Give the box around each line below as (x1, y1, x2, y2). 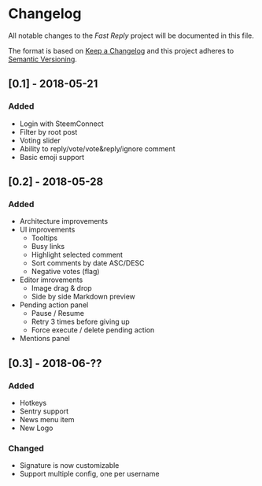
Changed (8, 443, 45, 454)
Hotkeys (19, 399, 47, 407)
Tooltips (31, 233, 57, 243)
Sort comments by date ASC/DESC (31, 258, 145, 268)
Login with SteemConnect (19, 119, 104, 128)
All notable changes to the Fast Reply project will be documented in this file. (8, 31, 254, 40)
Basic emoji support (19, 152, 85, 161)
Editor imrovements (19, 275, 83, 284)
